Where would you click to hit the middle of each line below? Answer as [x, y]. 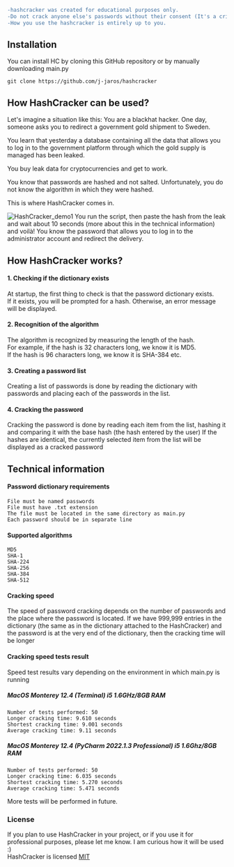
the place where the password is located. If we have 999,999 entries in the [115, 619]
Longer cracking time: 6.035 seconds [62, 776]
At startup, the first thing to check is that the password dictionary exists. [111, 294]
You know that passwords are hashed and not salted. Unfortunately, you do [115, 182]
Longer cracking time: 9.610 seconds [62, 718]
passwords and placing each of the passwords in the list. [89, 394]
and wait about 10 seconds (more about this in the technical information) [111, 224]
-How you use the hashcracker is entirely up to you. [87, 23]
